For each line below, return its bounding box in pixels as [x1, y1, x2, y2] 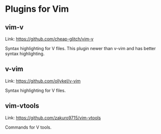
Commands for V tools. [5, 124, 52, 130]
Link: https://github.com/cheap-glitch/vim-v [5, 36, 94, 42]
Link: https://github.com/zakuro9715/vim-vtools [5, 114, 101, 121]
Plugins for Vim [5, 3, 69, 15]
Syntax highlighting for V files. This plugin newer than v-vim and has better [5, 46, 156, 51]
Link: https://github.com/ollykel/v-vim [5, 78, 81, 84]
